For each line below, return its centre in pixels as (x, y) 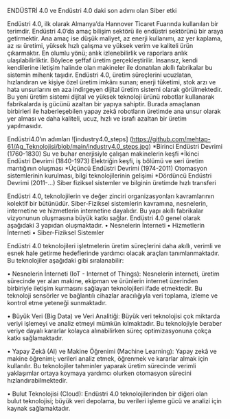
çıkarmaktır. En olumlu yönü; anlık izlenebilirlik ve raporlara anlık (97, 53)
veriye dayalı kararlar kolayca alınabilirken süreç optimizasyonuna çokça (109, 331)
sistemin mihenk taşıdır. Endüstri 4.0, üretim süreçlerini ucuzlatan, (100, 75)
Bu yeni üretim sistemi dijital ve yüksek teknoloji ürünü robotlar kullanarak (111, 97)
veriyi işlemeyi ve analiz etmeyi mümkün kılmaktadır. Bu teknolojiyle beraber (114, 323)
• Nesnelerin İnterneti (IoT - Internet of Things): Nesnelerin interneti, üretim (113, 274)
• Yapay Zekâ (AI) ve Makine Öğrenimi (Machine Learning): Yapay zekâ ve (112, 351)
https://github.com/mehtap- (171, 139)
